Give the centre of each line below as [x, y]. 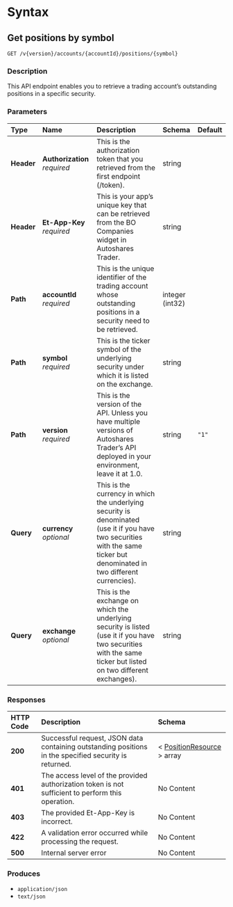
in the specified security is [84, 755]
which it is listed [123, 375]
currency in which [126, 493]
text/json [32, 897]
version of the [119, 404]
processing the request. [80, 841]
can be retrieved [123, 214]
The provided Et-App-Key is [88, 812]
